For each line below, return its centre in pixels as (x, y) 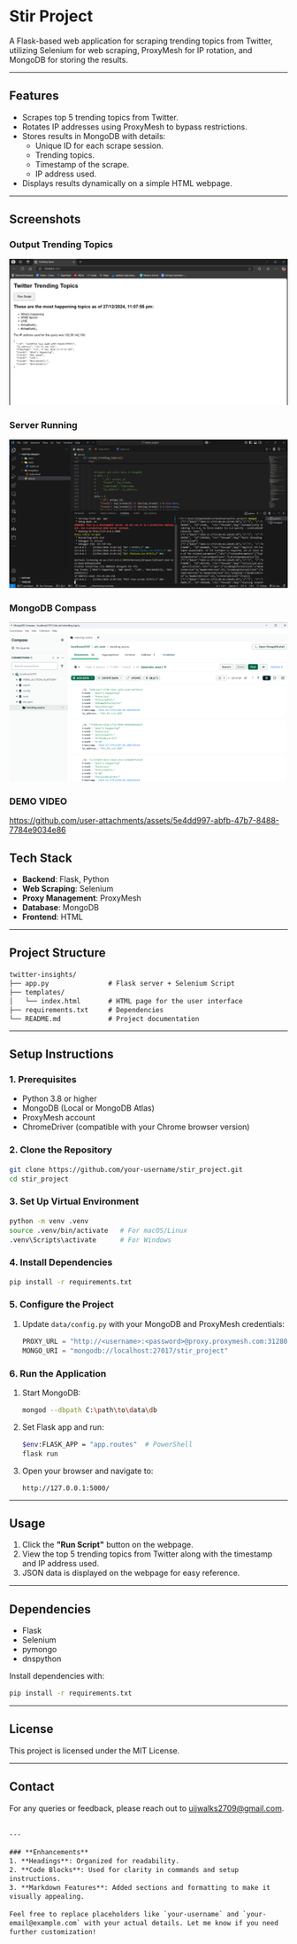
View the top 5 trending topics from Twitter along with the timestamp (147, 1554)
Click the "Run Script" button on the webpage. (107, 1545)
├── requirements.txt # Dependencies (87, 1010)
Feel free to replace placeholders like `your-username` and (124, 1914)
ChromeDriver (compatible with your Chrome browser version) (136, 1127)
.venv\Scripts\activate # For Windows (91, 1240)
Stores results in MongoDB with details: (94, 136)
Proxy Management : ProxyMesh (81, 898)
